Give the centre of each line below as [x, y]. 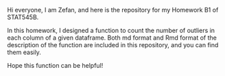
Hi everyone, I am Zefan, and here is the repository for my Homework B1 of [113, 10]
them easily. [24, 52]
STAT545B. [23, 17]
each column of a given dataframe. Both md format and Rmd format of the [112, 38]
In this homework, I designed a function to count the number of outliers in [111, 30]
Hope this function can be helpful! [55, 65]
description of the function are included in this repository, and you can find [113, 45]
